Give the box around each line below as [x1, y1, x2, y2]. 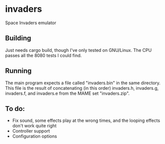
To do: [5, 105, 25, 113]
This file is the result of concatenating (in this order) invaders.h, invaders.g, [5, 85, 159, 91]
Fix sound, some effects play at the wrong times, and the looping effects [12, 117, 160, 124]
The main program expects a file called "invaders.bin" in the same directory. [5, 80, 161, 86]
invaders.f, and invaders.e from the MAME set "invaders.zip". [5, 90, 130, 96]
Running [5, 67, 32, 75]
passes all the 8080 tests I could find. [5, 52, 82, 58]
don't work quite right [12, 123, 57, 129]
